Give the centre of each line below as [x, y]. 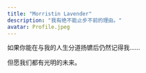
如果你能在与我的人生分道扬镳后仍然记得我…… [74, 48]
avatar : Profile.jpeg [39, 27]
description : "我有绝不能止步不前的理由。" [65, 20]
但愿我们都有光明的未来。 [44, 62]
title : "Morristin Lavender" [50, 14]
